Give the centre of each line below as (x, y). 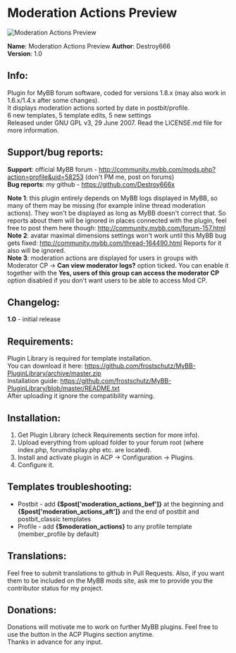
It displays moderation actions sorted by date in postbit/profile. (99, 108)
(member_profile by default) (58, 534)
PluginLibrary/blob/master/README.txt (63, 388)
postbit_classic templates (54, 518)
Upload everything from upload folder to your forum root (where (111, 442)
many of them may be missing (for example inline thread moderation (106, 205)
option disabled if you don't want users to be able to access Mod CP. (107, 280)
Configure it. (36, 465)
